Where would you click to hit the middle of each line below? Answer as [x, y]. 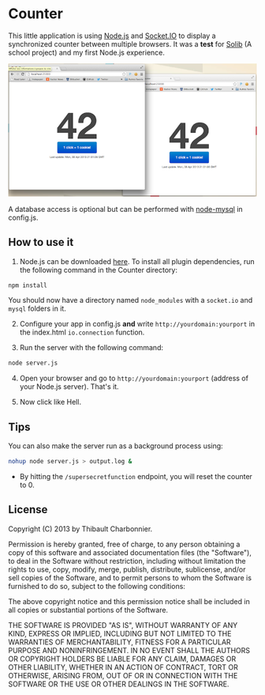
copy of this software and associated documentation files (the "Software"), [130, 552]
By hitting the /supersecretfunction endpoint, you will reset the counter [136, 476]
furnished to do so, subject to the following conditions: [97, 586]
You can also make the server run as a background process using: [116, 446]
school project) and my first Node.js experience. [87, 52]
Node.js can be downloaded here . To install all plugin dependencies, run [137, 261]
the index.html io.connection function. [82, 332]
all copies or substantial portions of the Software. [88, 610]
